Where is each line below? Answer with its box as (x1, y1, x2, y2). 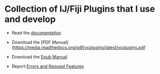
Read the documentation (11, 30, 61, 36)
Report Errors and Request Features (11, 63, 84, 69)
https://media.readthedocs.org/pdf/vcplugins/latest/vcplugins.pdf (13, 44, 146, 50)
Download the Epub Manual (11, 54, 68, 59)
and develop (4, 14, 56, 25)
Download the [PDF (11, 39, 51, 45)
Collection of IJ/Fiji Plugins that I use (4, 3, 155, 15)
